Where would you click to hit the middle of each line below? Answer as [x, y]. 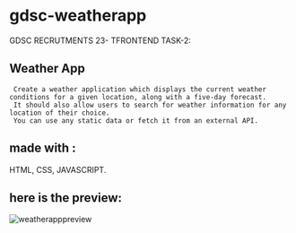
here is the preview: [66, 198]
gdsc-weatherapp [78, 16]
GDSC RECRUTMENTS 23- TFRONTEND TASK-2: [100, 40]
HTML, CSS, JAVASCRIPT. [58, 169]
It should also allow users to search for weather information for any [150, 105]
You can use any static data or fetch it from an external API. [135, 121]
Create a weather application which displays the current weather [140, 89]
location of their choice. [60, 113]
